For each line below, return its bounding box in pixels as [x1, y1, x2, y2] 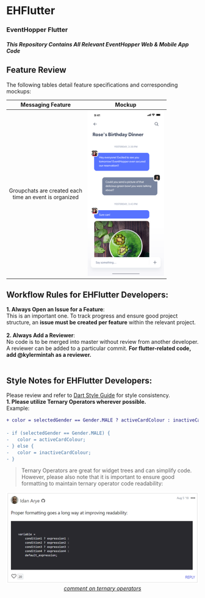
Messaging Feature [20, 101, 71, 109]
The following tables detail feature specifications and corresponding [6, 81, 178, 89]
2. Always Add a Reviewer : [6, 332, 75, 339]
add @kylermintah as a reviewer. [6, 351, 92, 359]
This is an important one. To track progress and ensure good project [6, 312, 178, 319]
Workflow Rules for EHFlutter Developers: [6, 290, 169, 300]
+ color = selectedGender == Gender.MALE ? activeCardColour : [6, 417, 171, 423]
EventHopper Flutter [6, 26, 68, 34]
